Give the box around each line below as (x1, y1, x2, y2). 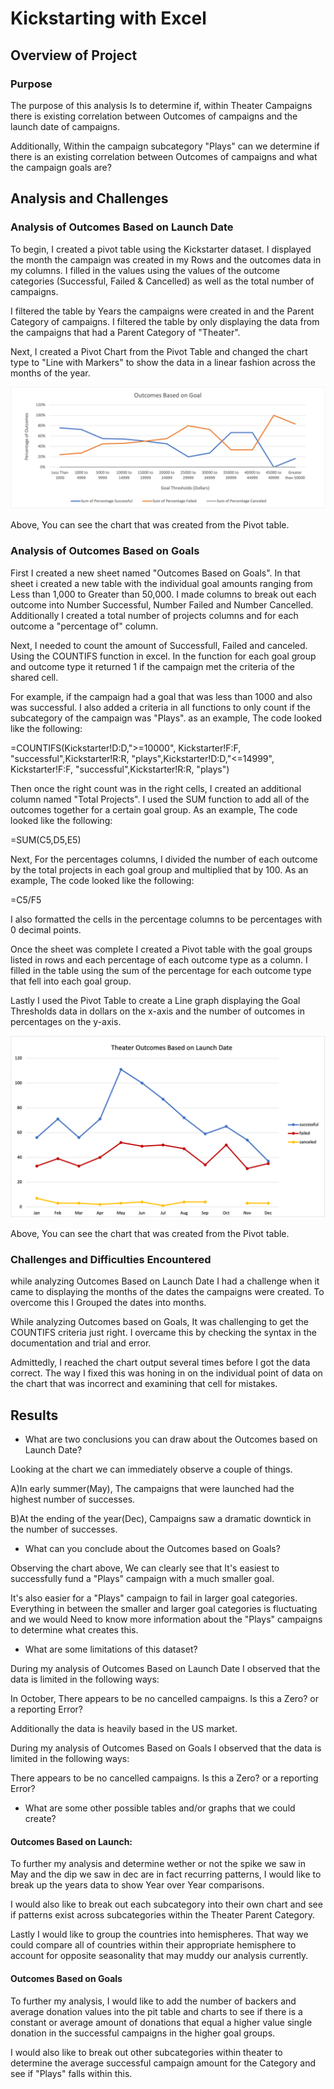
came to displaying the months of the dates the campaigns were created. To (10, 1286, 325, 1298)
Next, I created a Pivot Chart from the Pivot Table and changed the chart (10, 345, 308, 357)
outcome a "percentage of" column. (10, 620, 159, 632)
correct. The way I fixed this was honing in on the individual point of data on (10, 1367, 323, 1379)
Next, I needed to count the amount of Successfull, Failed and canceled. (10, 639, 308, 651)
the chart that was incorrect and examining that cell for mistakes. (10, 1378, 278, 1390)
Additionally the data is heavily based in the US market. (10, 1723, 238, 1735)
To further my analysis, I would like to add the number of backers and (10, 1995, 297, 2007)
